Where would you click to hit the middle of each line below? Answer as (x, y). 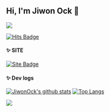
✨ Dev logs (20, 78)
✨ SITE (15, 50)
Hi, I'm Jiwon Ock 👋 (43, 11)
